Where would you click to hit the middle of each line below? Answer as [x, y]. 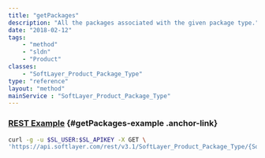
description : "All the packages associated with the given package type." [134, 23]
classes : [22, 67]
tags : [17, 37]
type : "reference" [38, 81]
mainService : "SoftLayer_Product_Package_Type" [90, 96]
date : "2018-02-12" [40, 30]
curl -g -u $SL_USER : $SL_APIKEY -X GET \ [77, 140]
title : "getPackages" [44, 15]
